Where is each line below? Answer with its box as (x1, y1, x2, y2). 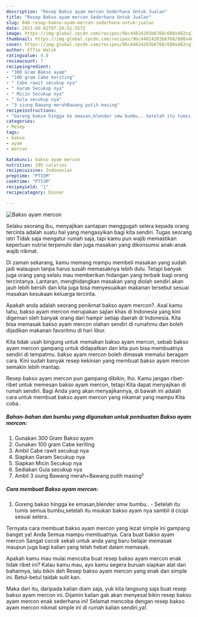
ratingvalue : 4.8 (6, 53, 49, 58)
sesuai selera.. (14, 513, 50, 520)
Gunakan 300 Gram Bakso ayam (14, 435, 94, 442)
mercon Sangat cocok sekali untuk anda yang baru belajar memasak (6, 537, 173, 544)
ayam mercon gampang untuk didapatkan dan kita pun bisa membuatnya (6, 344, 184, 351)
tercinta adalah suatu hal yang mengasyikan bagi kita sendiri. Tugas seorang (6, 228, 192, 236)
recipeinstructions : (6, 107, 57, 113)
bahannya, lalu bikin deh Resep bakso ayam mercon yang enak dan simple (6, 567, 187, 574)
